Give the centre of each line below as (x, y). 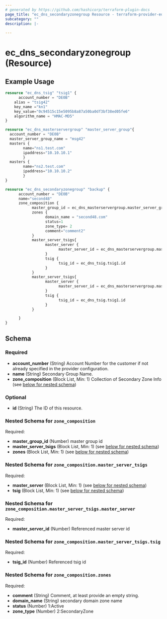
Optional (16, 397)
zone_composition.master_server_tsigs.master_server (70, 509)
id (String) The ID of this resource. (47, 408)
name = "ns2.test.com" (44, 167)
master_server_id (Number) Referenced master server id (71, 529)
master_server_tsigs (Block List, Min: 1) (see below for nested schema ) (86, 447)
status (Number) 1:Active (38, 606)
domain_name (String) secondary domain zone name (67, 601)
